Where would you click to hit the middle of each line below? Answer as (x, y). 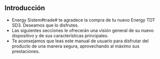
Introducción (25, 8)
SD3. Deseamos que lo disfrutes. (45, 25)
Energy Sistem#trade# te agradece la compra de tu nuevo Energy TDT (83, 20)
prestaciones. (26, 51)
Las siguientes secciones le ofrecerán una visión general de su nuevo (83, 30)
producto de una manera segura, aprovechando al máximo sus (76, 46)
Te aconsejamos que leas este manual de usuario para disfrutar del (80, 41)
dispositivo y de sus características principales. (60, 35)
